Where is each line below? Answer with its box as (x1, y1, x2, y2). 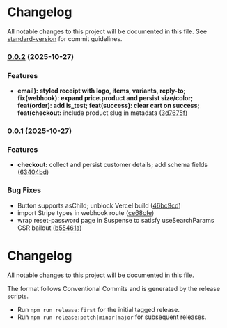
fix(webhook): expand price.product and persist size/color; (17, 94, 194, 102)
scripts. (7, 292, 29, 300)
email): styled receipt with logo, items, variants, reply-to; (17, 86, 186, 95)
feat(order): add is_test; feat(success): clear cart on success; (17, 102, 200, 110)
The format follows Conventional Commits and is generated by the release (7, 284, 221, 292)
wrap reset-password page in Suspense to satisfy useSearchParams (17, 216, 214, 224)
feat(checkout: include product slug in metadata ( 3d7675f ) (17, 109, 188, 117)
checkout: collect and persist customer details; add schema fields (17, 161, 208, 169)
